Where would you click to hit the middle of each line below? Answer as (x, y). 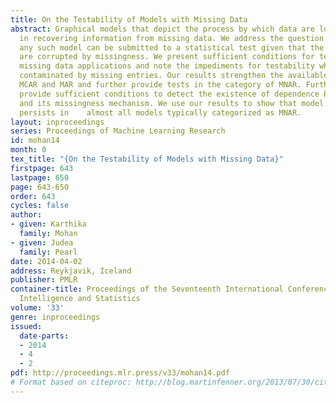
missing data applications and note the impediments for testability (167, 66)
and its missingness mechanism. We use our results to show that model (172, 103)
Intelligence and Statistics (80, 299)
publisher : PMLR (44, 280)
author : (26, 215)
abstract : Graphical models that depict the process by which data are (162, 29)
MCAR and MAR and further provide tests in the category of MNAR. (160, 85)
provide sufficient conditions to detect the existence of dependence (169, 94)
